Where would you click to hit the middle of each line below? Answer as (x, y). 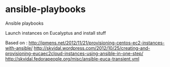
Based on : (16, 43)
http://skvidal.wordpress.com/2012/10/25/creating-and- (92, 48)
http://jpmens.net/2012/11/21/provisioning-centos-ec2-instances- (97, 43)
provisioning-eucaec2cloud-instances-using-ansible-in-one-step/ (74, 53)
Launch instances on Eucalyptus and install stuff (56, 33)
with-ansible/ (19, 48)
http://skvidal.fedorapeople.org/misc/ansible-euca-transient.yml (72, 58)
